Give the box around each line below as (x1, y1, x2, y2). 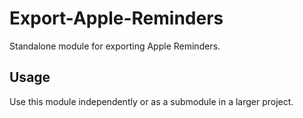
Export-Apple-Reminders (9, 7, 224, 30)
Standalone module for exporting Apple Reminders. (9, 40, 221, 52)
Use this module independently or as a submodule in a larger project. (9, 95, 294, 107)
